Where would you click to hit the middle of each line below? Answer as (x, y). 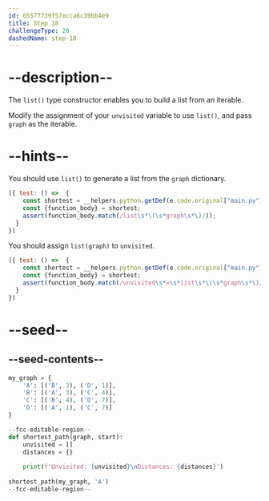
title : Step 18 (34, 23)
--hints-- (39, 156)
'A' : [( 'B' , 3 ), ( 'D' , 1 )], (69, 386)
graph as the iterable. (43, 124)
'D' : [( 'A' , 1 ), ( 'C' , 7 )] (68, 408)
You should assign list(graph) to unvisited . (82, 246)
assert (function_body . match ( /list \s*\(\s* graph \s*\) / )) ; (120, 216)
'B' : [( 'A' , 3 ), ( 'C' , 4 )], (69, 393)
